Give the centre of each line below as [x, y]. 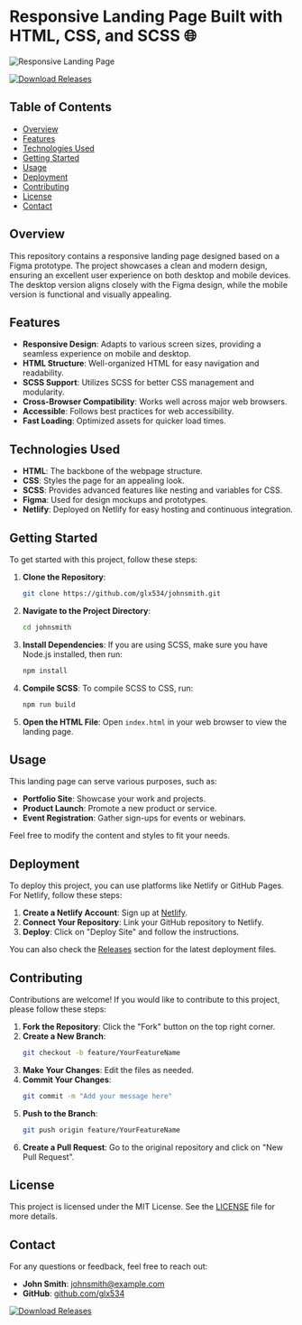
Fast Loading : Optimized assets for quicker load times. [124, 421]
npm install [45, 671]
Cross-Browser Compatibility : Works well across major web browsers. [155, 402]
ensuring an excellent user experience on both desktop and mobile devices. [150, 275]
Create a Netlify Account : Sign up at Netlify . [105, 913]
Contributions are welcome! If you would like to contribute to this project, [145, 999]
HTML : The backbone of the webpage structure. [112, 471]
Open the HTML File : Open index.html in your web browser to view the [154, 722]
